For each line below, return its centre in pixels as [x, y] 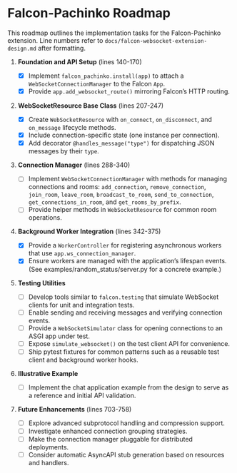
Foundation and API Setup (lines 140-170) [80, 61]
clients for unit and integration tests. [81, 305]
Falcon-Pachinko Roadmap [89, 13]
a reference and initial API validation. [82, 395]
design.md [22, 49]
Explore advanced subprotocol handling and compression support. [126, 423]
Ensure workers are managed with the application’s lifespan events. [127, 261]
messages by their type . [64, 151]
